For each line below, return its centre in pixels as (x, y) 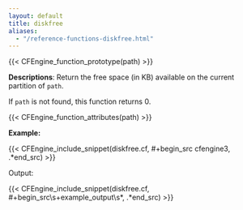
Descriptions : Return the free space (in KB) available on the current (122, 77)
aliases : (23, 31)
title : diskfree (36, 24)
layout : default (36, 16)
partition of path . (36, 86)
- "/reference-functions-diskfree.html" (85, 39)
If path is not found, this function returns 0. (80, 101)
